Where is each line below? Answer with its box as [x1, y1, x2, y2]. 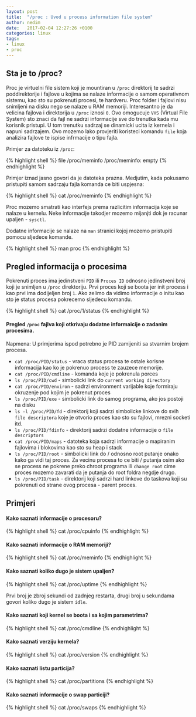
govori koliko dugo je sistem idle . [6, 598, 87, 605]
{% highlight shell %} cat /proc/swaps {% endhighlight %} [6, 704, 146, 711]
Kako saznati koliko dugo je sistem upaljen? [6, 567, 115, 574]
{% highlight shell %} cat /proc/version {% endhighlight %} [6, 651, 149, 658]
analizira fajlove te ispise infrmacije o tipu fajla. [6, 134, 119, 141]
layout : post [6, 8, 38, 15]
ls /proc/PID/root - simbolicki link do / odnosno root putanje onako [14, 450, 179, 457]
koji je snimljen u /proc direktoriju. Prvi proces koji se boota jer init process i [6, 283, 189, 290]
